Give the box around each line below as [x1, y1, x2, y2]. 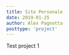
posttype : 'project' [6, 25, 58, 32]
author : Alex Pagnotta [6, 20, 63, 26]
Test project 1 [6, 42, 40, 50]
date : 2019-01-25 [6, 15, 50, 21]
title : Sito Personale [6, 8, 63, 15]
